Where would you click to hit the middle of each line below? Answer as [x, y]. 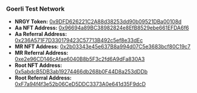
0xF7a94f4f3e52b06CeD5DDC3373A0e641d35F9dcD [80, 84]
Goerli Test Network [35, 9]
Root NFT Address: [38, 65]
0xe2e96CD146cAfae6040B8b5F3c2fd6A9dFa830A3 [80, 59]
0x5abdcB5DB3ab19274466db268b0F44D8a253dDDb [81, 72]
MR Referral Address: [41, 53]
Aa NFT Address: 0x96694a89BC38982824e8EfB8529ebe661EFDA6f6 [102, 28]
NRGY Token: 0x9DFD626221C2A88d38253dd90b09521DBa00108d [98, 22]
